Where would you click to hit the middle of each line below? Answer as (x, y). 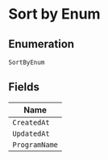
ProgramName (35, 145)
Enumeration (42, 44)
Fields (24, 87)
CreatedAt (31, 122)
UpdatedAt (31, 133)
